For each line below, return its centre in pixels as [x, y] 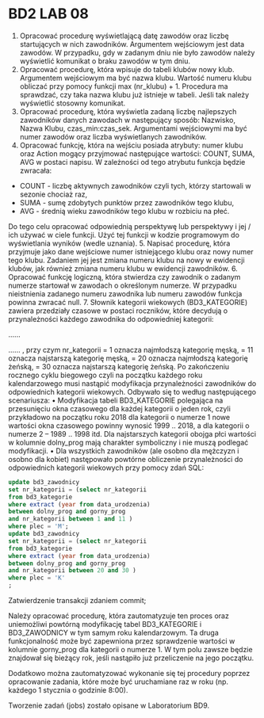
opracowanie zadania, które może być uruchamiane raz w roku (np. [118, 682]
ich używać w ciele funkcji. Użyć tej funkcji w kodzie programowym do [124, 235]
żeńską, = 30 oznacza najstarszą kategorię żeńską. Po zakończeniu [119, 366]
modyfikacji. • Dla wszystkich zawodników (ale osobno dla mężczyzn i [124, 451]
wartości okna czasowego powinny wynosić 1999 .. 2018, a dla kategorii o [129, 426]
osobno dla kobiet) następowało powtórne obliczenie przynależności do [126, 459]
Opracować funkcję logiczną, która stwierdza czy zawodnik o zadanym [124, 277]
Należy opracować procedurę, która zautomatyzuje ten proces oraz [119, 616]
